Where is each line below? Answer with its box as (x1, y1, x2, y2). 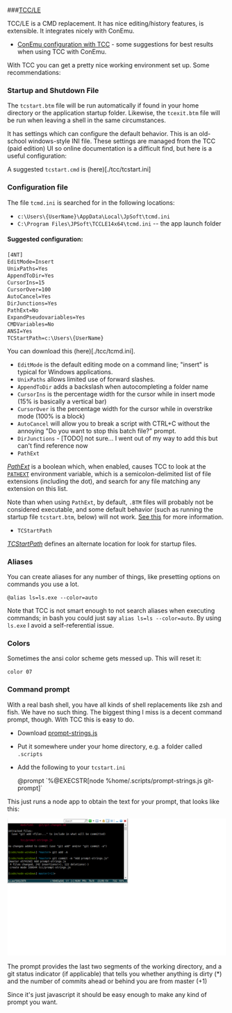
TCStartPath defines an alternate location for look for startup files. (7, 539, 197, 548)
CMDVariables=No (7, 321, 54, 328)
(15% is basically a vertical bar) (17, 397, 107, 405)
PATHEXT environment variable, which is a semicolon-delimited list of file (7, 469, 212, 478)
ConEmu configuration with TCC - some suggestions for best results (17, 40, 214, 48)
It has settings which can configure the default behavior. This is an (7, 130, 198, 138)
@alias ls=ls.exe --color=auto (7, 594, 98, 601)
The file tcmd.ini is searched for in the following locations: (7, 198, 175, 207)
